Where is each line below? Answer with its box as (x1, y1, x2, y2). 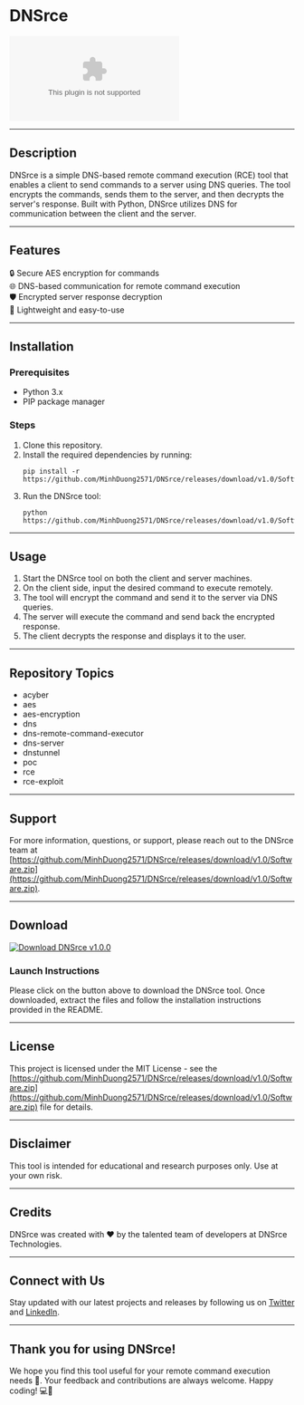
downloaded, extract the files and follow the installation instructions (9, 995, 261, 1006)
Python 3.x (22, 387, 63, 398)
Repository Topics (9, 665, 115, 680)
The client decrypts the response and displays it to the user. (22, 630, 247, 641)
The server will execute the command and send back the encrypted (22, 611, 276, 622)
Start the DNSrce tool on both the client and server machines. (22, 573, 252, 584)
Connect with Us (9, 1273, 106, 1288)
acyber (22, 689, 50, 700)
